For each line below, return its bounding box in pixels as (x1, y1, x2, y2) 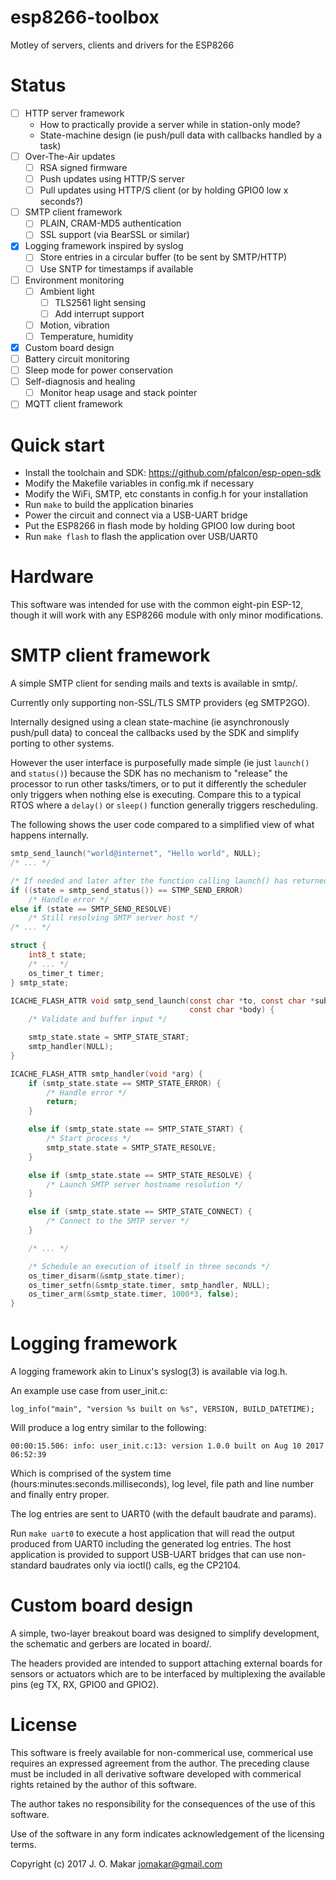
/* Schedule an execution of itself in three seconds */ (28, 1261, 271, 1271)
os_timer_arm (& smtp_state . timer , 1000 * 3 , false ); (28, 1289, 240, 1300)
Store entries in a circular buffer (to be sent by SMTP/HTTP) (39, 251, 288, 263)
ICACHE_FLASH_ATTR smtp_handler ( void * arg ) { (10, 1069, 203, 1079)
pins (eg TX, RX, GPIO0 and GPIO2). (10, 1679, 160, 1690)
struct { (10, 941, 47, 951)
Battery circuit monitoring (24, 353, 130, 365)
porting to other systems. (10, 737, 115, 750)
